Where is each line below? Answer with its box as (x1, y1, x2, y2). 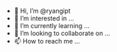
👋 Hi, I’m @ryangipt (13, 7, 71, 15)
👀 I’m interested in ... (13, 14, 74, 22)
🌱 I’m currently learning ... (13, 22, 90, 30)
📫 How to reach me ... (13, 37, 80, 45)
